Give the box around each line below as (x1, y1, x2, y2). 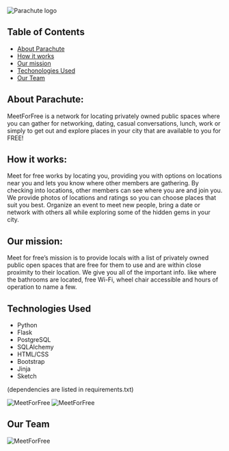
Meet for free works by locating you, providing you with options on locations (7, 172, 222, 180)
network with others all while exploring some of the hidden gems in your (7, 208, 211, 216)
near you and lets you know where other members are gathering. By (7, 179, 200, 187)
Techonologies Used (16, 66, 76, 75)
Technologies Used (7, 303, 91, 314)
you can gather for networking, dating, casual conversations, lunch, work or (7, 119, 221, 127)
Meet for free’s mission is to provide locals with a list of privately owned (7, 254, 209, 262)
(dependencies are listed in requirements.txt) (7, 385, 134, 394)
